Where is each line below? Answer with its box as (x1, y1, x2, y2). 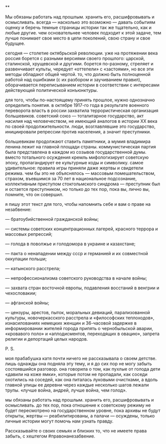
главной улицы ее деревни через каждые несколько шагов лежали (5, 382, 149, 388)
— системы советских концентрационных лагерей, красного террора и (5, 226, 158, 232)
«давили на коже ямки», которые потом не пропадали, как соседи (5, 372, 148, 377)
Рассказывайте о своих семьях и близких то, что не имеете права (5, 428, 147, 434)
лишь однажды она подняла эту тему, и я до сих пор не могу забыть (5, 361, 152, 367)
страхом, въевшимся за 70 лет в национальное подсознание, (5, 176, 137, 181)
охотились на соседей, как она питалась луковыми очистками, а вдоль (5, 377, 158, 383)
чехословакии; (5, 290, 37, 296)
